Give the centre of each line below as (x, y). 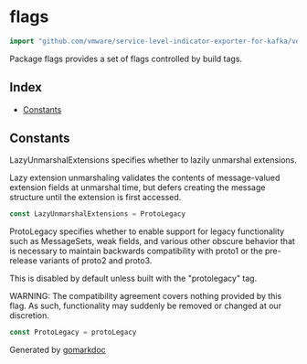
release (24, 261)
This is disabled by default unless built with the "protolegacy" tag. (133, 278)
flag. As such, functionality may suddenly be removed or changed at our (145, 306)
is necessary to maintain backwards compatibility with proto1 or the (136, 251)
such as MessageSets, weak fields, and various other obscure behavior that (152, 241)
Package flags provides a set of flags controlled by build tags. (126, 59)
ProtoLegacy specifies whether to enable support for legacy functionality (147, 231)
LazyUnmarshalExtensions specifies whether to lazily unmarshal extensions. (153, 160)
